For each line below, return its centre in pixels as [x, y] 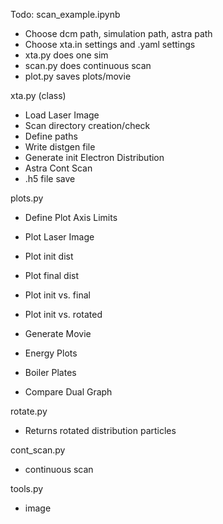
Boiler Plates [50, 372]
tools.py [27, 488]
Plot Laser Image [59, 237]
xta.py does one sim [66, 55]
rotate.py [29, 411]
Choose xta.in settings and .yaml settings [110, 44]
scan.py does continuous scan [88, 65]
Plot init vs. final [57, 295]
